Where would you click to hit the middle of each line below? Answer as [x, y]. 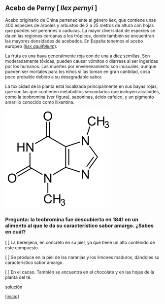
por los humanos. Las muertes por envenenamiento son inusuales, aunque [81, 66]
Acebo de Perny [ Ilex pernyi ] [51, 8]
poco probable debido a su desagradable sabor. [54, 76]
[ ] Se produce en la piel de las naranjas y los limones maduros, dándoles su [82, 257]
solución [14, 287]
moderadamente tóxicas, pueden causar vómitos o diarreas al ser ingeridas [82, 61]
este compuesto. [22, 248]
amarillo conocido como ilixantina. [40, 102]
